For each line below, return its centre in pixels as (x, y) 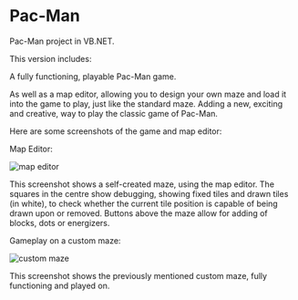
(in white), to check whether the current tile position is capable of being (144, 203)
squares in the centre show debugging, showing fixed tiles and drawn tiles (149, 193)
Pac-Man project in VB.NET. (62, 41)
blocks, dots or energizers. (60, 222)
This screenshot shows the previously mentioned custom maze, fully (138, 275)
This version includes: (51, 58)
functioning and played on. (60, 285)
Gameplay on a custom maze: (65, 240)
